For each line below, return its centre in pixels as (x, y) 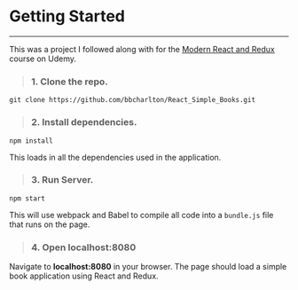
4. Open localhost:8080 (83, 247)
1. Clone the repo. (69, 82)
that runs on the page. (50, 224)
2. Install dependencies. (84, 122)
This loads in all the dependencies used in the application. (115, 157)
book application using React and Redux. (84, 276)
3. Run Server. (62, 180)
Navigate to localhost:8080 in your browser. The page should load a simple (148, 267)
